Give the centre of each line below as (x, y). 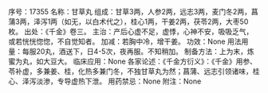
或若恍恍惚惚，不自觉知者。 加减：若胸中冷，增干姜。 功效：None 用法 (125, 41)
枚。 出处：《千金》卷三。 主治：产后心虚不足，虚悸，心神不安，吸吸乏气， (131, 31)
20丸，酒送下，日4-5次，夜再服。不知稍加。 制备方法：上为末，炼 (145, 51)
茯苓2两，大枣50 (221, 21)
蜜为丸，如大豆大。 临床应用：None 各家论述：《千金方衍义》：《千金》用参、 (133, 61)
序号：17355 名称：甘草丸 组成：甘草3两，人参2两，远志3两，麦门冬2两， (130, 12)
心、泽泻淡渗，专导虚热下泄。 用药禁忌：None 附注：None (105, 81)
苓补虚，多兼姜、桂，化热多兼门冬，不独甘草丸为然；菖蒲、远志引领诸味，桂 (134, 71)
